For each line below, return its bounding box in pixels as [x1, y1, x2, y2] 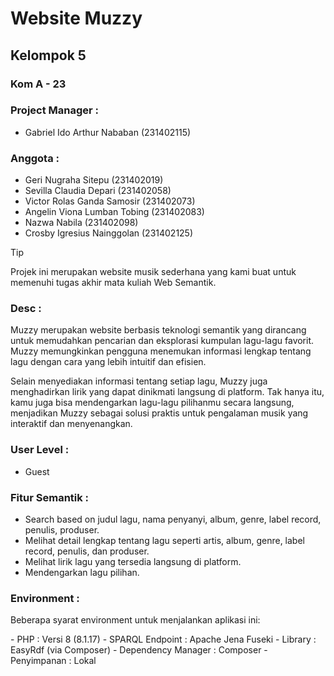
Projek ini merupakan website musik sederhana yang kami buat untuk [10, 266, 297, 278]
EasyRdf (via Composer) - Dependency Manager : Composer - [10, 644, 268, 656]
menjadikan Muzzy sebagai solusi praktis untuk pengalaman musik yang [10, 407, 309, 419]
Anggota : [10, 151, 60, 165]
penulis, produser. [24, 523, 100, 536]
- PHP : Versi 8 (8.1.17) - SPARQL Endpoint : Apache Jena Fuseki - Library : [10, 633, 317, 646]
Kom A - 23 [10, 77, 67, 91]
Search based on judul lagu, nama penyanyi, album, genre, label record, [24, 513, 322, 525]
